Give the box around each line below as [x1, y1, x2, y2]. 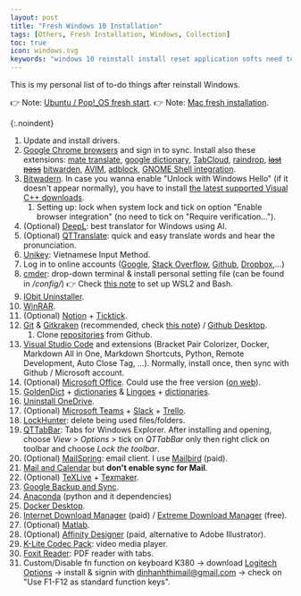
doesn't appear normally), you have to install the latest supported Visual [22, 183, 288, 193]
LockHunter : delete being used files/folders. [22, 415, 186, 425]
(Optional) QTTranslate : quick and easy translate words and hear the [22, 230, 276, 241]
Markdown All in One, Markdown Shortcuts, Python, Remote [22, 348, 245, 359]
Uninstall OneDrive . [22, 396, 95, 406]
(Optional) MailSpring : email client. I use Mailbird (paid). [22, 453, 229, 464]
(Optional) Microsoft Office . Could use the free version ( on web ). [22, 377, 262, 387]
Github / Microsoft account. [22, 368, 125, 378]
